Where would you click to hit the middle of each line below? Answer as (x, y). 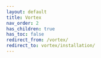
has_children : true (31, 29)
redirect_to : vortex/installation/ (51, 46)
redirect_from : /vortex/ (37, 40)
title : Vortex (24, 18)
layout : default (26, 12)
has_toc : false (25, 34)
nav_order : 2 (23, 23)
